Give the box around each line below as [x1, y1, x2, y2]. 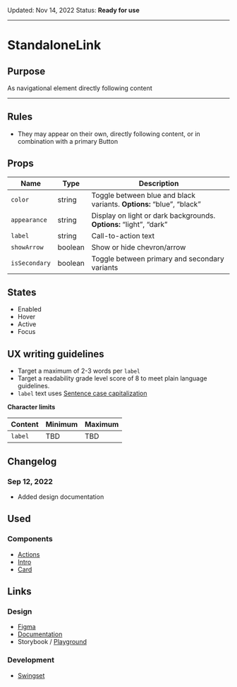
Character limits [7, 403, 56, 411]
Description [138, 178, 179, 188]
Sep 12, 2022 [7, 476, 53, 486]
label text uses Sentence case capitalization [17, 389, 147, 397]
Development [7, 655, 55, 665]
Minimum [45, 419, 78, 429]
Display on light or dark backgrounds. [91, 211, 216, 221]
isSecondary [11, 259, 51, 267]
